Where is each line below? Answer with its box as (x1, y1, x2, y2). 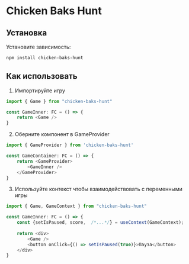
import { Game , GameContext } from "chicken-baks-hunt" (6, 203, 147, 210)
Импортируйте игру (14, 87, 65, 94)
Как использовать (6, 71, 78, 81)
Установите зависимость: (6, 43, 71, 50)
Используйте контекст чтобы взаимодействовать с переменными (14, 185, 182, 193)
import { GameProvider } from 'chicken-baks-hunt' (6, 142, 134, 149)
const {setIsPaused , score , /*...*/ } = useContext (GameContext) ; (17, 220, 184, 226)
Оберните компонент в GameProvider (14, 131, 110, 138)
